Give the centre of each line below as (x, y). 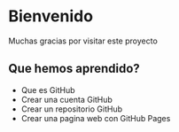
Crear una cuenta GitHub (66, 99)
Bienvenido (51, 16)
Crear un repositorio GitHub (72, 109)
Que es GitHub (48, 89)
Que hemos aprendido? (74, 69)
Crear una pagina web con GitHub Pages (96, 118)
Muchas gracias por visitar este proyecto (83, 41)
